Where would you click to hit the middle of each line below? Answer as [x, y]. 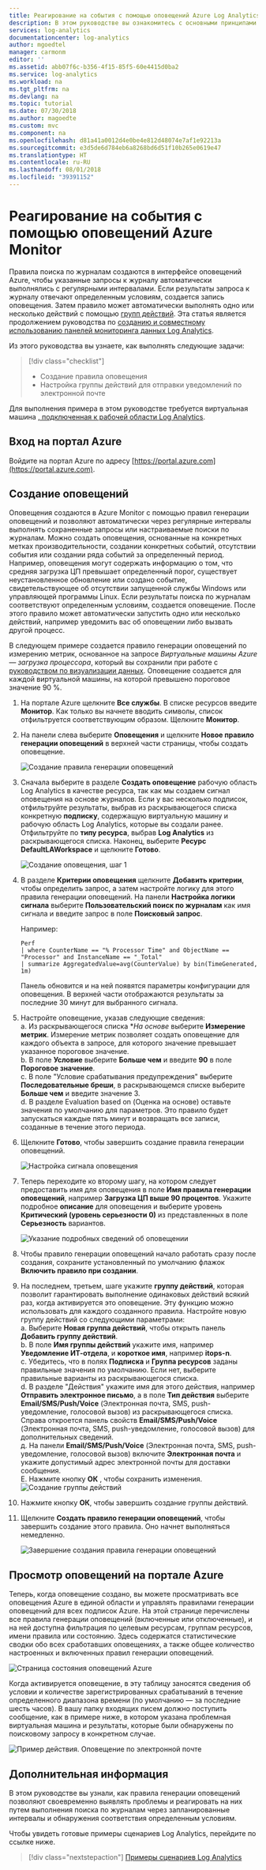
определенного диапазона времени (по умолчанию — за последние [125, 1700]
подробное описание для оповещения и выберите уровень [121, 1206]
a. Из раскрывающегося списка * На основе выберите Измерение [133, 1026]
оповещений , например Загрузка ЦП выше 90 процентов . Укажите [136, 1198]
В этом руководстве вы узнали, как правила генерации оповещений [125, 1793]
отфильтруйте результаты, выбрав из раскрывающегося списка [129, 807]
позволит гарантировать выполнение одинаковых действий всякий [135, 1294]
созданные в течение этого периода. [83, 1127]
